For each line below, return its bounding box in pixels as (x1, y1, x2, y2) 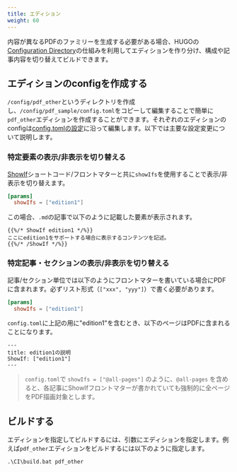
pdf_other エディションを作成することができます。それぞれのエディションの (7, 115, 227, 124)
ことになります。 (7, 328, 57, 336)
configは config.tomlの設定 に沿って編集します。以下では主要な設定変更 (7, 124, 214, 133)
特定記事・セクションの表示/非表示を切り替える (7, 259, 170, 269)
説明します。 (19, 133, 57, 141)
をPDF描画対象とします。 (24, 393, 99, 401)
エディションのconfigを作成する (7, 77, 148, 89)
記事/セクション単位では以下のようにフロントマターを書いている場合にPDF (7, 276, 226, 284)
